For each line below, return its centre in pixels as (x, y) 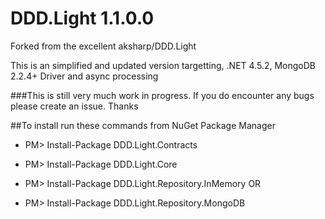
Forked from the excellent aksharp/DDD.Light (103, 46)
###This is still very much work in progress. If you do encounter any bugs (162, 95)
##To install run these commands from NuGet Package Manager (143, 125)
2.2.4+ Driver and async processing (84, 76)
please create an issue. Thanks (74, 106)
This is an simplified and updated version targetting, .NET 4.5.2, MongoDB (163, 65)
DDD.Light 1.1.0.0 (82, 18)
